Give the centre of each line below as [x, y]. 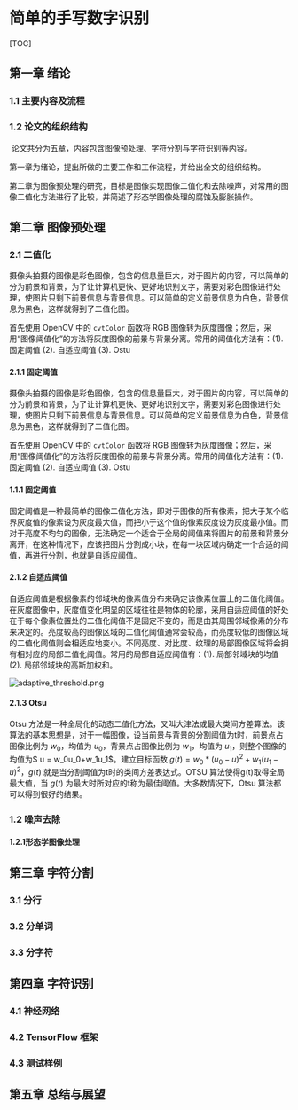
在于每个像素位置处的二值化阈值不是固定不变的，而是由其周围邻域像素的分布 [149, 621]
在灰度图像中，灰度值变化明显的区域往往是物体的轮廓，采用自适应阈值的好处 [149, 609]
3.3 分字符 [31, 952]
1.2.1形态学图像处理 [44, 842]
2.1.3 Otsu [28, 703]
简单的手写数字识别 [79, 18]
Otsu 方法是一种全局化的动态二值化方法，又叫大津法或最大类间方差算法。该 [147, 724]
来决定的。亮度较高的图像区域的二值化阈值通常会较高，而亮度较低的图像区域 [149, 631]
